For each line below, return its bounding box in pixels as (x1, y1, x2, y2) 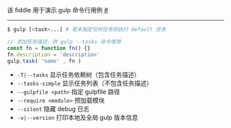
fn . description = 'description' (7, 51, 100, 58)
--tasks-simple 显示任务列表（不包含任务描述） (16, 79, 153, 88)
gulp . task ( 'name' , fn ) (7, 57, 81, 64)
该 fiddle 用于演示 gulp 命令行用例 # (7, 6, 109, 14)
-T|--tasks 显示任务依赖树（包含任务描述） (16, 71, 141, 79)
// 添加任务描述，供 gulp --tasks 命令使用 (7, 38, 122, 45)
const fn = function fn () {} (7, 44, 91, 51)
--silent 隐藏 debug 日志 (16, 105, 90, 113)
